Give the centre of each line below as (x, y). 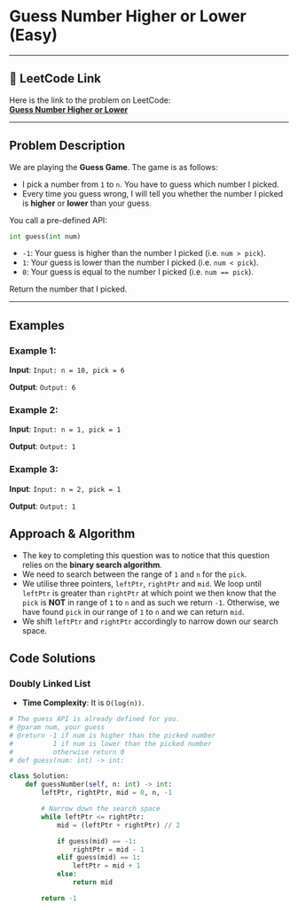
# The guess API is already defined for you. (94, 719)
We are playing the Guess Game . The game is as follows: (114, 167)
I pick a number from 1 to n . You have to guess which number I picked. (150, 184)
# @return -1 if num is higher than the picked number (113, 735)
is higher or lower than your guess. (87, 203)
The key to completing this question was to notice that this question (146, 555)
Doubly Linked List (50, 683)
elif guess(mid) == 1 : (98, 858)
